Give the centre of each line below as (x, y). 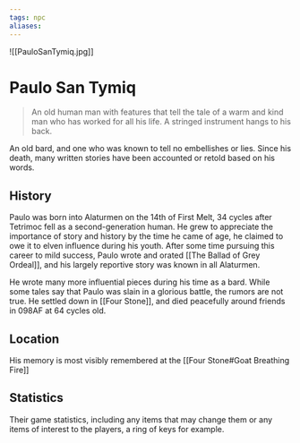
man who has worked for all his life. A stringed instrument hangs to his (161, 122)
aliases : (26, 26)
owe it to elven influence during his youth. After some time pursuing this (142, 246)
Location (34, 339)
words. (22, 167)
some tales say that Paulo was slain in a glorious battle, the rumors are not (146, 292)
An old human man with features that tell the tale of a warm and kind (157, 112)
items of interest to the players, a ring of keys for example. (117, 429)
